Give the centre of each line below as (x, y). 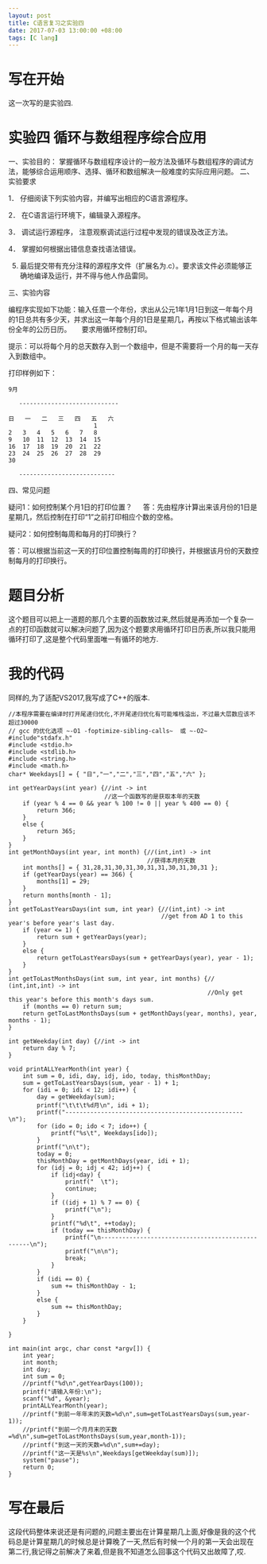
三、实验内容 (29, 293)
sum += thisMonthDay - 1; (93, 1286)
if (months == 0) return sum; (73, 1006)
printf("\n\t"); (64, 1147)
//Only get (225, 993)
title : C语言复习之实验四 (46, 23)
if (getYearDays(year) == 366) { (78, 875)
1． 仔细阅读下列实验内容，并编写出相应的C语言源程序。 (100, 199)
